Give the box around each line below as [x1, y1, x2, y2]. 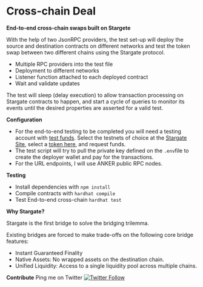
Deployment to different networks [15, 66, 99, 74]
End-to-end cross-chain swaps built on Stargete [6, 24, 131, 31]
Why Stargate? [6, 207, 45, 215]
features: [6, 237, 29, 245]
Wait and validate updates [15, 80, 80, 87]
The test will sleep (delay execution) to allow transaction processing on [6, 91, 184, 98]
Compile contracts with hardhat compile [15, 189, 116, 197]
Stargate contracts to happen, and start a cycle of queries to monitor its [6, 98, 185, 105]
